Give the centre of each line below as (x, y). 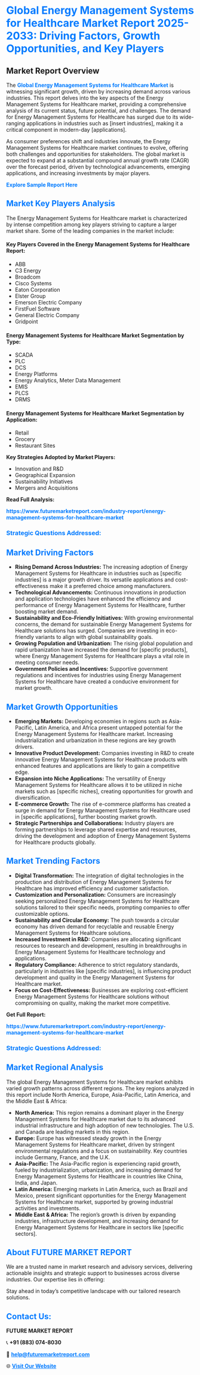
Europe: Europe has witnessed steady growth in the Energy (88, 1138)
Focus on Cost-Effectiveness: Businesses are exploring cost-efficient (101, 990)
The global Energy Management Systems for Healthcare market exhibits (95, 1082)
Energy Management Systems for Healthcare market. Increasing (94, 734)
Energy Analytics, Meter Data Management (68, 381)
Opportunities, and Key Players (85, 49)
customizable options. (42, 913)
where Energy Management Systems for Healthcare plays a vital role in (102, 656)
